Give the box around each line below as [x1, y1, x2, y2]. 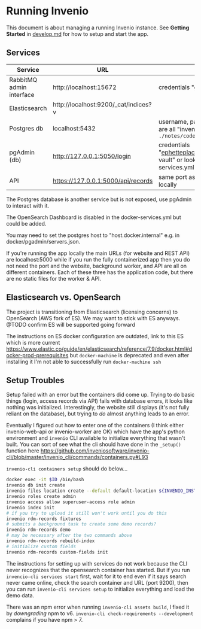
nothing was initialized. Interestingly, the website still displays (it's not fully [6, 404, 190, 411]
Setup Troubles [6, 375, 65, 385]
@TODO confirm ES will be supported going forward [6, 321, 136, 328]
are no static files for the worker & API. [6, 275, 102, 282]
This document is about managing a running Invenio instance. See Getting [6, 24, 190, 31]
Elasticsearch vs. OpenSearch [6, 292, 121, 303]
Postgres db [9, 124, 44, 132]
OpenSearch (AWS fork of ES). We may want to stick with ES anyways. [6, 314, 181, 321]
